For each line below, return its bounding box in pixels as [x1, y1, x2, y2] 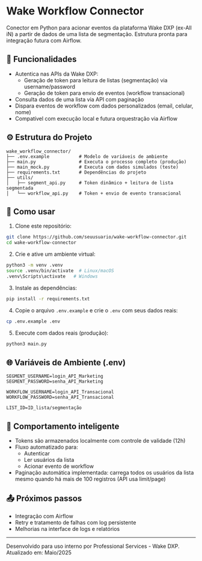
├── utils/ [6, 174, 34, 181]
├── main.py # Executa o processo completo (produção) [6, 159, 187, 165]
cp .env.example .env [6, 318, 61, 324]
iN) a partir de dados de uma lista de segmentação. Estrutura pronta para [6, 30, 188, 37]
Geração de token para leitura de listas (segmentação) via [23, 76, 168, 83]
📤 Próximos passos [6, 494, 82, 504]
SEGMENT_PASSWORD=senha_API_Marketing [6, 378, 103, 385]
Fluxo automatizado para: [14, 443, 78, 450]
